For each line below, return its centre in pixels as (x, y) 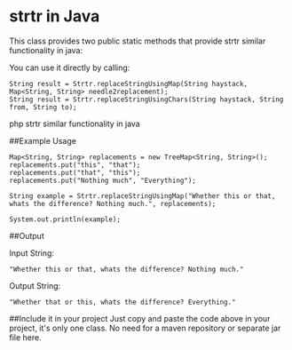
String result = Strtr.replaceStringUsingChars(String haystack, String (146, 99)
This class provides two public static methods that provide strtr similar (138, 41)
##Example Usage (43, 140)
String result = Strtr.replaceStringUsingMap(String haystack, (129, 84)
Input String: (32, 253)
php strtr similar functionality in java (75, 123)
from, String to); (43, 107)
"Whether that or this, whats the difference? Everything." (123, 302)
